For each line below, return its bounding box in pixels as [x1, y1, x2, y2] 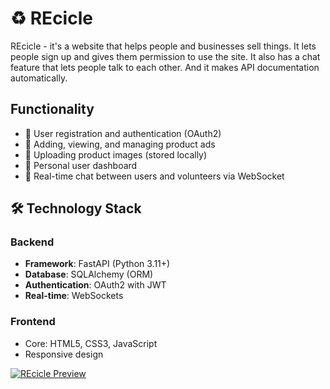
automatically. [10, 72, 68, 84]
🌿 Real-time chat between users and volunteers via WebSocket [24, 170, 285, 182]
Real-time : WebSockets [24, 290, 124, 302]
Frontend [10, 315, 56, 329]
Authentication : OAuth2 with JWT [24, 279, 167, 291]
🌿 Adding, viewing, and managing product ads [24, 138, 216, 150]
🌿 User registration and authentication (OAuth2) [24, 127, 222, 139]
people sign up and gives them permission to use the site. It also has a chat [10, 50, 321, 62]
